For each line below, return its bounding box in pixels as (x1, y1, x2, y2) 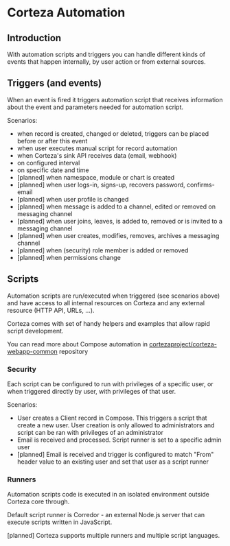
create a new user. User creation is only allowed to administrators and (16, 420, 215, 429)
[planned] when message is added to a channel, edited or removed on (16, 202, 216, 211)
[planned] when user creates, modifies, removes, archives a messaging (16, 231, 220, 239)
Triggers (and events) (7, 78, 102, 89)
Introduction (7, 32, 62, 44)
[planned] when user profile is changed (16, 195, 129, 203)
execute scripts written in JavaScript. (7, 518, 113, 526)
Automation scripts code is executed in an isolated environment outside (7, 490, 209, 499)
